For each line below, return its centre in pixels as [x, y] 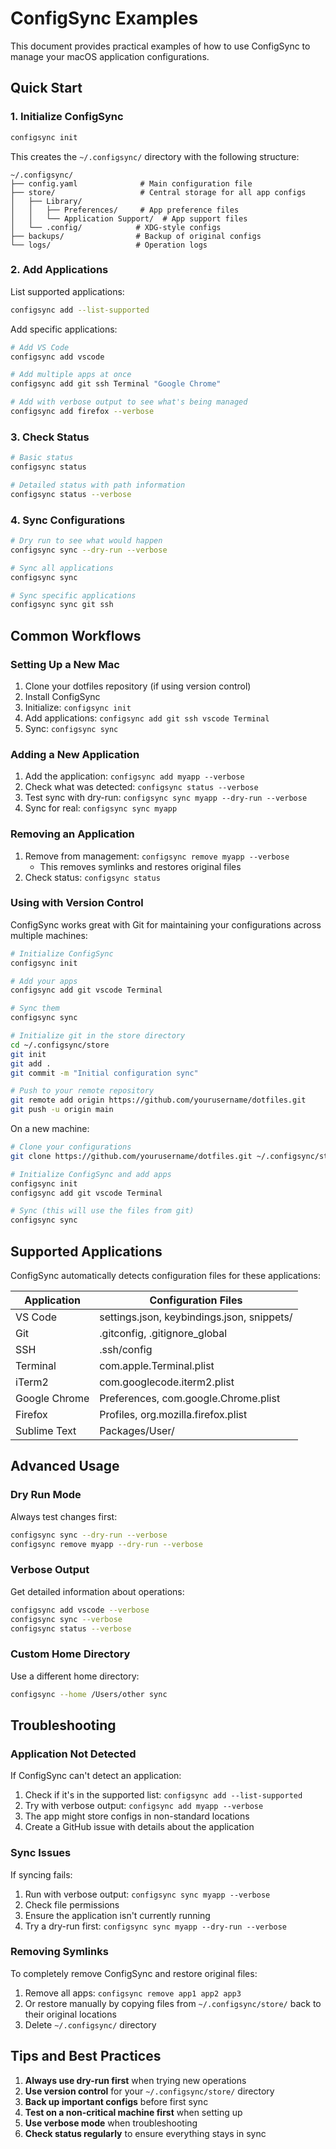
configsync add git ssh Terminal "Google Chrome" [116, 384]
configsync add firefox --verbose [82, 412]
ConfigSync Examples [104, 18]
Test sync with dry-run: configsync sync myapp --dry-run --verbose [166, 798]
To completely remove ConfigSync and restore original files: [134, 1973]
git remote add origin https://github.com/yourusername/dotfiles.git [158, 1100]
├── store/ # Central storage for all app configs [158, 192]
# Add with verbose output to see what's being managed [129, 402]
